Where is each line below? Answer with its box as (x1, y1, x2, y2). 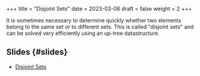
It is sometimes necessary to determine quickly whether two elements (6, 17, 182, 24)
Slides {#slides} (6, 47, 68, 57)
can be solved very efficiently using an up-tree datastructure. (6, 30, 160, 37)
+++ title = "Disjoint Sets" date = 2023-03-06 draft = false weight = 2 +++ (6, 5, 192, 12)
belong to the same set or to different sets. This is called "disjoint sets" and (6, 24, 194, 30)
